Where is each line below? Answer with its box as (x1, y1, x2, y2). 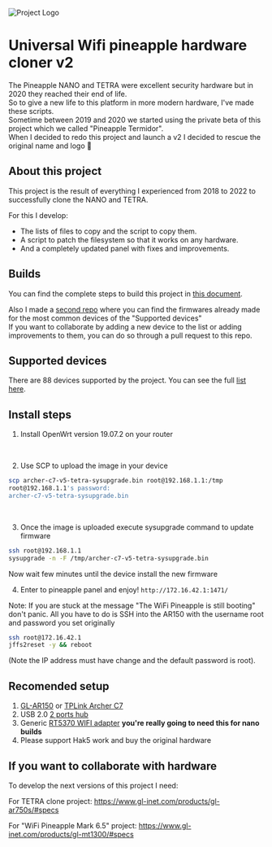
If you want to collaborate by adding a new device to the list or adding (8, 321, 242, 331)
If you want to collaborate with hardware (8, 759, 218, 773)
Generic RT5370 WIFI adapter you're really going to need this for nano (19, 718, 260, 728)
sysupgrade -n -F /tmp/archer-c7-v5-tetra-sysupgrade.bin (8, 554, 209, 562)
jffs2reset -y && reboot (8, 641, 93, 649)
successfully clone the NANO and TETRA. (8, 194, 149, 204)
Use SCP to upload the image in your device (19, 461, 168, 471)
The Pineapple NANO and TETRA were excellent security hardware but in (8, 80, 254, 90)
